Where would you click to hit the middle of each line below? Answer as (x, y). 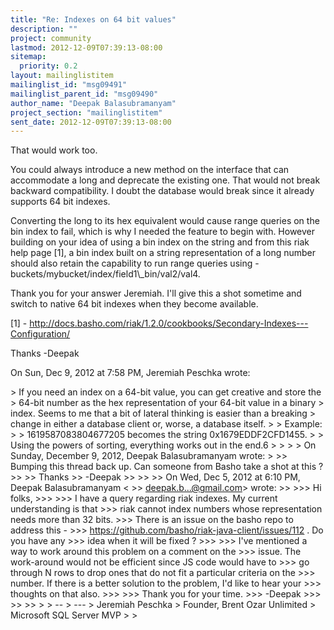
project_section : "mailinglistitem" (86, 112)
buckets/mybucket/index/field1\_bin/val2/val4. (105, 274)
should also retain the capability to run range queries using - (135, 263)
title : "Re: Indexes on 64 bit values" (93, 19)
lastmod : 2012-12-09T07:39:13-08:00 (86, 47)
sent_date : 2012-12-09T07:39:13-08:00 (91, 122)
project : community (51, 38)
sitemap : (28, 57)
